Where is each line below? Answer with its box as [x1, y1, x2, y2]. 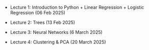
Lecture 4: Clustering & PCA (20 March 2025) [10, 39, 106, 45]
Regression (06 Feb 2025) [10, 10, 65, 16]
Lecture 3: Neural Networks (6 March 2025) [10, 29, 103, 35]
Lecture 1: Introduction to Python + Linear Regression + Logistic [10, 5, 144, 10]
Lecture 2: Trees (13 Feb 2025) [10, 20, 76, 25]
